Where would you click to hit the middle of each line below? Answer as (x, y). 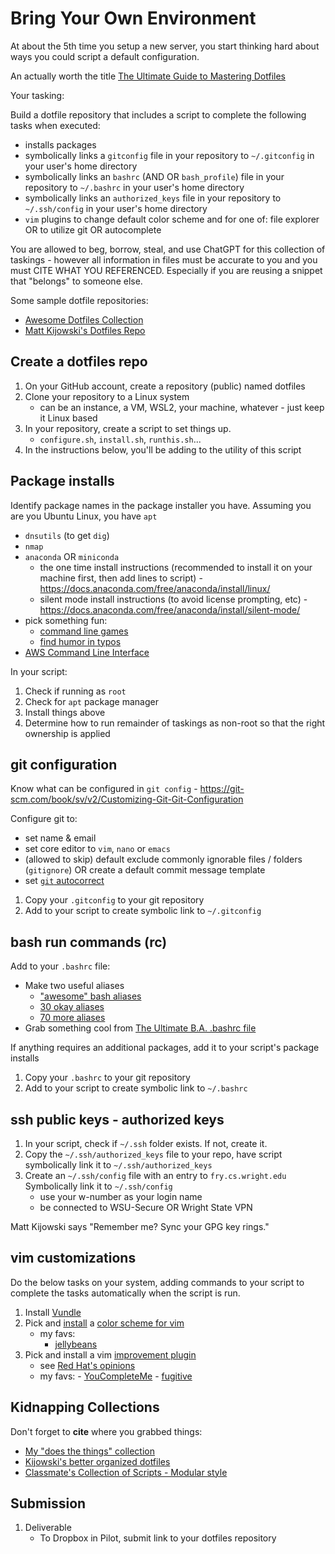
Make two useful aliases (74, 986)
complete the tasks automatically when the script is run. (125, 1293)
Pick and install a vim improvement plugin (110, 1354)
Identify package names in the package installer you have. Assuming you (161, 505)
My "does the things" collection (89, 1451)
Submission (48, 1503)
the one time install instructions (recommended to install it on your (176, 567)
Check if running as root (75, 691)
